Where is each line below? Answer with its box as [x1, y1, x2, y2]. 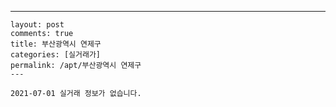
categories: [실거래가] [10, 50, 101, 60]
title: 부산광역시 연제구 [10, 39, 102, 49]
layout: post [10, 20, 65, 30]
